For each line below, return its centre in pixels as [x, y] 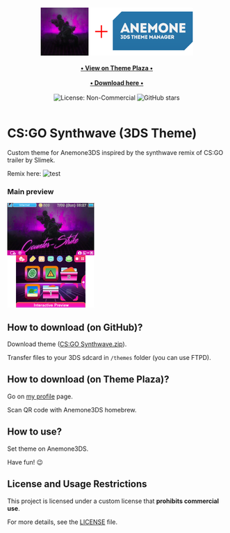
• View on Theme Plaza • [117, 68]
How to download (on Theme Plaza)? [88, 380]
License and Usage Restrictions [77, 484]
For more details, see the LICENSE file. [63, 522]
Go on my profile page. [40, 396]
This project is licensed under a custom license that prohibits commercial [113, 501]
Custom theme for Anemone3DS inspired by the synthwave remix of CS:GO [115, 152]
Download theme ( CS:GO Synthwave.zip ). [67, 344]
